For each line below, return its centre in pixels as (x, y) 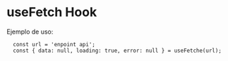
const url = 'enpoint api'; (54, 44)
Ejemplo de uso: (30, 32)
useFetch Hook (52, 12)
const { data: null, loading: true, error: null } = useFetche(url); (117, 50)
